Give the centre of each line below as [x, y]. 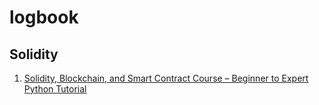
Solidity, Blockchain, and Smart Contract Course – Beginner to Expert [166, 78]
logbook [44, 17]
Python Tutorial [55, 89]
